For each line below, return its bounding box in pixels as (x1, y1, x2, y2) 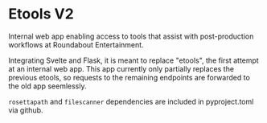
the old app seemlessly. (8, 81, 87, 91)
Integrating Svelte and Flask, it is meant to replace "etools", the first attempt (8, 55, 259, 65)
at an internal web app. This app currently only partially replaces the (8, 64, 235, 73)
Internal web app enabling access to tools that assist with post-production (8, 31, 254, 41)
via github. (8, 105, 43, 115)
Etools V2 (8, 5, 74, 23)
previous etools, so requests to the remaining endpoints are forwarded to (8, 72, 251, 82)
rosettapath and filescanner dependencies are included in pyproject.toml (8, 96, 254, 106)
